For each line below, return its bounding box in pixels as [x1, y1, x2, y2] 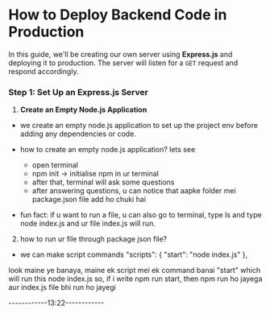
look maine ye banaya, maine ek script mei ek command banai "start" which [8, 266, 260, 275]
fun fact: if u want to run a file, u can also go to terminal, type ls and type [19, 210, 262, 220]
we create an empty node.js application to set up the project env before [19, 121, 258, 130]
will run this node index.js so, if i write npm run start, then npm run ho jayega [8, 274, 263, 283]
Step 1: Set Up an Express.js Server [8, 86, 149, 97]
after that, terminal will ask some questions [31, 177, 175, 187]
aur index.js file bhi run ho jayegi [8, 283, 117, 292]
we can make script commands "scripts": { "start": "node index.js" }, [19, 250, 248, 259]
